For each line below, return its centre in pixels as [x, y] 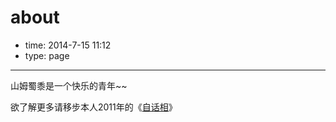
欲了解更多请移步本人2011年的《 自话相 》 [94, 107]
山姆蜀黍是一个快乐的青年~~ [69, 85]
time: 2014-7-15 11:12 [68, 45]
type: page [47, 55]
